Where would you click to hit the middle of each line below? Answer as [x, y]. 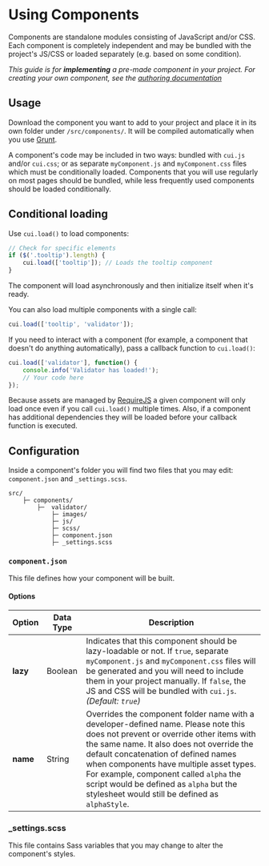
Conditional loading [58, 214]
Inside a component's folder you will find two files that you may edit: [121, 471]
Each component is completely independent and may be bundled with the [130, 45]
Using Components [74, 15]
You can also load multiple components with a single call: [103, 310]
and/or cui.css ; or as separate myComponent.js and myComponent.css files [127, 163]
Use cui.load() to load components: [69, 233]
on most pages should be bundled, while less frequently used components [131, 180]
